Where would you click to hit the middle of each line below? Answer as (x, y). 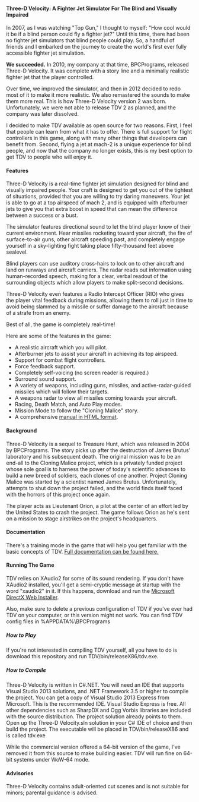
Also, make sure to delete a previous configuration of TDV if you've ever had (99, 609)
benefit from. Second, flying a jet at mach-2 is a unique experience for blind (99, 144)
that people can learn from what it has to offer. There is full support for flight (99, 132)
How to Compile (26, 670)
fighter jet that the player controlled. (50, 77)
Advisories (20, 773)
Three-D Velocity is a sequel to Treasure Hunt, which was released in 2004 (98, 444)
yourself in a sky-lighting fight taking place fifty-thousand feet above (90, 246)
